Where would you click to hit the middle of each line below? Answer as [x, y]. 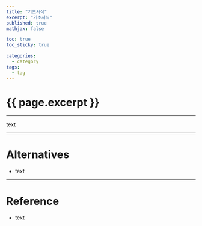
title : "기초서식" [27, 12]
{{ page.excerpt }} [53, 102]
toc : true [19, 40]
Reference [32, 201]
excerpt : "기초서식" [29, 17]
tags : [13, 67]
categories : [21, 56]
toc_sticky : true [28, 45]
